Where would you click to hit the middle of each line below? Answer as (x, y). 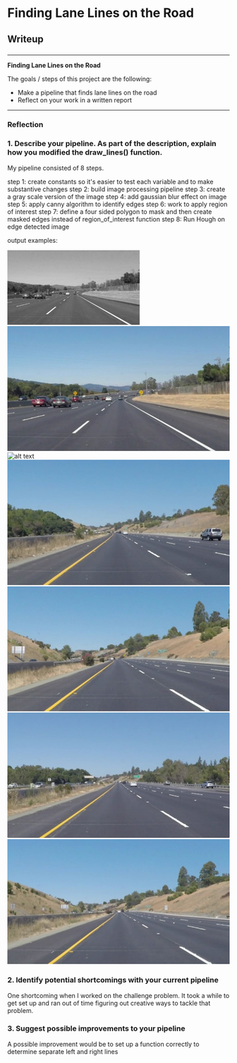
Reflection (25, 125)
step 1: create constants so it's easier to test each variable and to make (110, 181)
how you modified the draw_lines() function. (85, 152)
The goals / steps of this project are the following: (79, 78)
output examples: (32, 240)
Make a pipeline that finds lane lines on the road (87, 92)
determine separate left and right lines (63, 1051)
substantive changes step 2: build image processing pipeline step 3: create (116, 189)
